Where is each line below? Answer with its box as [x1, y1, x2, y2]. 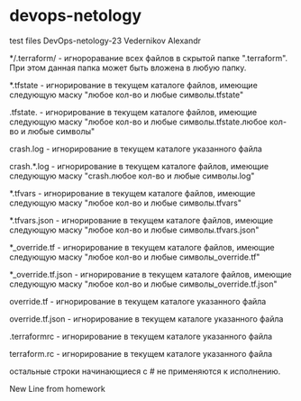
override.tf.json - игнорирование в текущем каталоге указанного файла [9, 313, 284, 324]
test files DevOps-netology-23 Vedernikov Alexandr [9, 35, 201, 46]
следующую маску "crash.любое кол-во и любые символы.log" [9, 170, 255, 181]
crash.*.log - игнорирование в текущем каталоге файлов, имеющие [9, 160, 269, 171]
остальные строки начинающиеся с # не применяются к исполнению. [9, 366, 281, 377]
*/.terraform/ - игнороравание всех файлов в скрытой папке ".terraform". [9, 52, 288, 63]
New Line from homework [9, 383, 105, 394]
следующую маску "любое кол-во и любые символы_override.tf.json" [9, 278, 278, 289]
